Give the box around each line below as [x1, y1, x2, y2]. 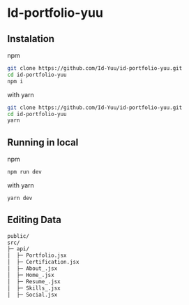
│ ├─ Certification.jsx [7, 259, 80, 266]
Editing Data [7, 214, 61, 226]
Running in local [7, 136, 79, 148]
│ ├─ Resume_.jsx [7, 278, 61, 285]
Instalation [7, 33, 54, 45]
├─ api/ [7, 246, 30, 253]
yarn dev [7, 194, 33, 201]
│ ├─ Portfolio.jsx [7, 252, 68, 260]
